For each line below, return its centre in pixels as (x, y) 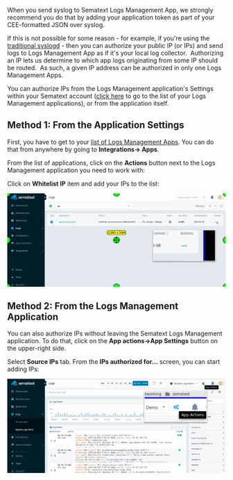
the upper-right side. (37, 348)
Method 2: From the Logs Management (93, 306)
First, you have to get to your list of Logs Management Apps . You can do (111, 142)
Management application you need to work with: (76, 170)
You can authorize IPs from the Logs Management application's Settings (110, 89)
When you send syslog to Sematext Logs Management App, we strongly (110, 10)
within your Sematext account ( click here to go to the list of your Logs (107, 96)
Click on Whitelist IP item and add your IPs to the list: (83, 183)
